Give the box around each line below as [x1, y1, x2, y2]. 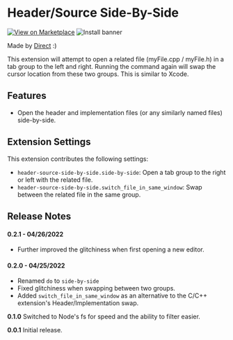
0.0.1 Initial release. [7, 326, 63, 334]
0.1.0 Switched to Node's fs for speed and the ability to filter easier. [7, 312, 200, 321]
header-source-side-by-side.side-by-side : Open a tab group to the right [17, 168, 226, 176]
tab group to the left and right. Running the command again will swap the [7, 62, 216, 70]
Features [7, 90, 47, 102]
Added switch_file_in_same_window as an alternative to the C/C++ [17, 291, 207, 300]
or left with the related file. [17, 176, 93, 184]
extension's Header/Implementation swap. [17, 299, 139, 307]
